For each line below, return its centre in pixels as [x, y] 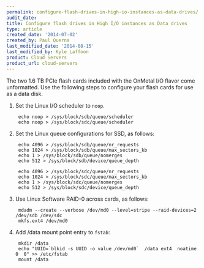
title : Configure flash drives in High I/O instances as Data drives [97, 23]
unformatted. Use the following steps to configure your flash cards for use [100, 87]
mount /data [33, 259]
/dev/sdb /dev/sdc [39, 215]
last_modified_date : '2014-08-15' [51, 47]
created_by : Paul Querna [38, 40]
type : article [25, 29]
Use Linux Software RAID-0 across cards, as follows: [82, 199]
